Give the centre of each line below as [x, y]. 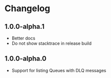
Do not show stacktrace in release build [52, 43]
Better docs [23, 38]
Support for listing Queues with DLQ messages [59, 70]
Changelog [27, 9]
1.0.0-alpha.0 [26, 59]
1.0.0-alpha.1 [24, 27]
